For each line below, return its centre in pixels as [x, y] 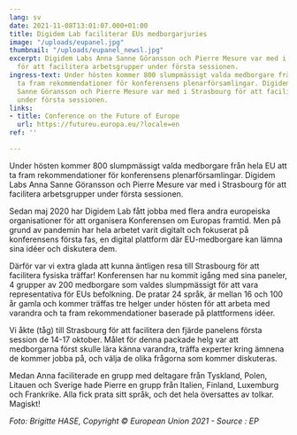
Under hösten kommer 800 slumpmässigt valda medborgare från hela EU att [148, 166]
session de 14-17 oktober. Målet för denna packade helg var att [124, 339]
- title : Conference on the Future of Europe [94, 116]
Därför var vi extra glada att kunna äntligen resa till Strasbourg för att [134, 266]
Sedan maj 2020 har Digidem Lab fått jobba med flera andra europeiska [140, 211]
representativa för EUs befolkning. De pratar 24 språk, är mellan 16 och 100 [146, 294]
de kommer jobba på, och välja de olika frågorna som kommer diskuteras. [143, 358]
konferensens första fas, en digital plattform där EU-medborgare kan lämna [146, 239]
